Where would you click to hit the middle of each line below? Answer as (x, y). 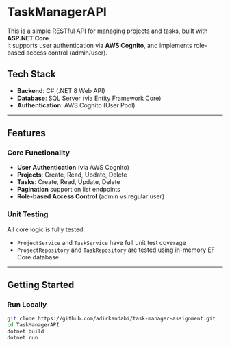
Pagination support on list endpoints (69, 190)
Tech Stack (31, 74)
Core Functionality (39, 153)
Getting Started (41, 285)
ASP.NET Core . (29, 38)
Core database (38, 257)
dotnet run (23, 338)
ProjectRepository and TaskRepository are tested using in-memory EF (116, 250)
